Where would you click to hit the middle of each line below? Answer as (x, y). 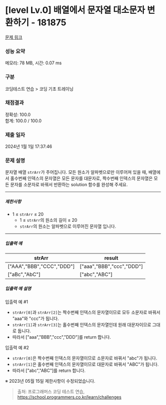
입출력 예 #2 (17, 348)
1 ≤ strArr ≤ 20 (28, 214)
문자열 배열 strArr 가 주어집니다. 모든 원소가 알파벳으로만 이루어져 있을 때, (76, 172)
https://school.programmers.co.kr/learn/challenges (69, 397)
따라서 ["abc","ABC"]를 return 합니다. (49, 371)
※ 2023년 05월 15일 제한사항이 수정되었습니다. (50, 381)
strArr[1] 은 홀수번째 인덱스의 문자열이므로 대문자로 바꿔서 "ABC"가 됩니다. (85, 364)
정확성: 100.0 (18, 114)
